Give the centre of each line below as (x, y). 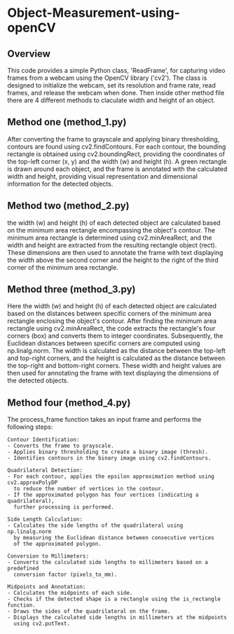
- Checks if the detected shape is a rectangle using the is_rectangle (114, 599)
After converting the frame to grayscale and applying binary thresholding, (113, 139)
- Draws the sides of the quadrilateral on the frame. (89, 612)
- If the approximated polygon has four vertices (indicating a (103, 495)
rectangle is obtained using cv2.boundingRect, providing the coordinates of (116, 154)
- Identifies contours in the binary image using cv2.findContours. (109, 458)
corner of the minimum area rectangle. (63, 267)
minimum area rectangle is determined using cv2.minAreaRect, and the (110, 237)
